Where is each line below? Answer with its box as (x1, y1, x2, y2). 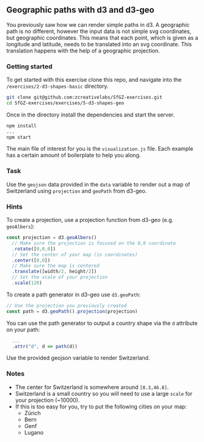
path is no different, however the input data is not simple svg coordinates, (6, 27, 192, 35)
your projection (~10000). (15, 396, 80, 404)
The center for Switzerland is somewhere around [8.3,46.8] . (15, 383, 169, 391)
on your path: (6, 326, 40, 333)
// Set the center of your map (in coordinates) (12, 251, 138, 258)
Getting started (6, 62, 53, 71)
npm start (6, 134, 32, 140)
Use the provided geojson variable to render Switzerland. (6, 354, 150, 362)
